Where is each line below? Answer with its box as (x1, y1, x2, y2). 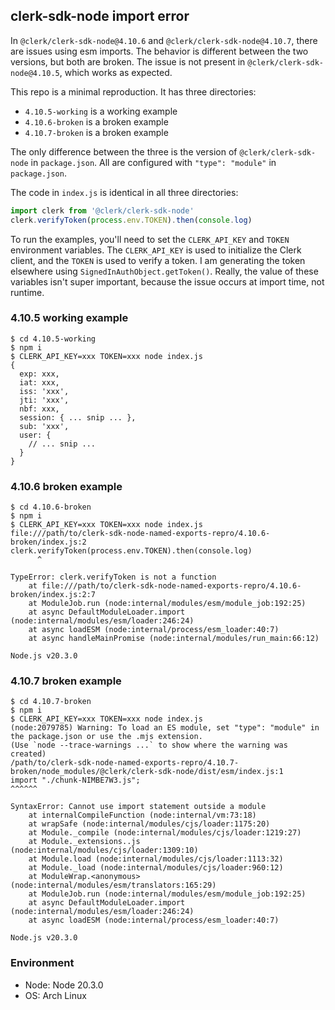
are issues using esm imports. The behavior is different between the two (10, 45, 309, 57)
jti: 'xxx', (19, 395, 70, 405)
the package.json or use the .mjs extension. (10, 732, 203, 742)
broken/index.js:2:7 (10, 590, 97, 600)
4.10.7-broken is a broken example (24, 126, 169, 138)
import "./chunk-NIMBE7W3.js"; (10, 775, 141, 786)
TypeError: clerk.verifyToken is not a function (10, 572, 217, 583)
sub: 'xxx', (19, 421, 70, 431)
